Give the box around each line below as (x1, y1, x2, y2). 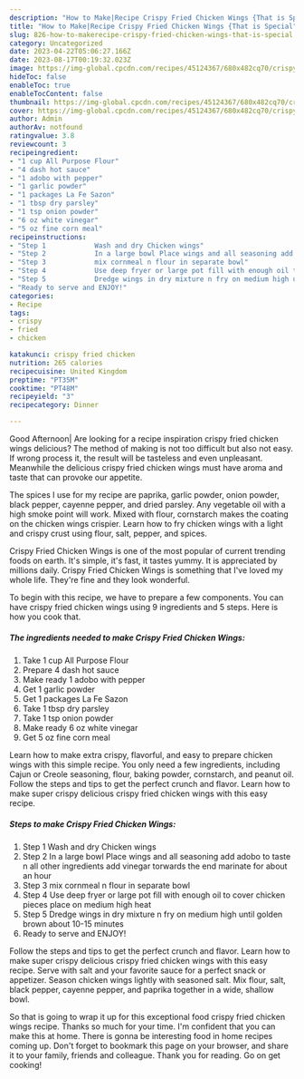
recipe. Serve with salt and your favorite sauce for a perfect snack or (9, 965, 266, 976)
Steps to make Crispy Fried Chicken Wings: (9, 818, 176, 830)
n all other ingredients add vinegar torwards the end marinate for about (22, 860, 288, 871)
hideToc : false (9, 73, 67, 82)
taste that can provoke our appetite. (9, 472, 143, 482)
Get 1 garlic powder (22, 684, 96, 695)
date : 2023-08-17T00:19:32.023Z (9, 55, 131, 64)
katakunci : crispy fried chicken (9, 350, 136, 359)
